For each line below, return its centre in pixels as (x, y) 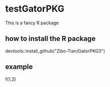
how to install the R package (50, 39)
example (19, 67)
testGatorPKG (35, 9)
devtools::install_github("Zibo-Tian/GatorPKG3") (55, 51)
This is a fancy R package (32, 23)
